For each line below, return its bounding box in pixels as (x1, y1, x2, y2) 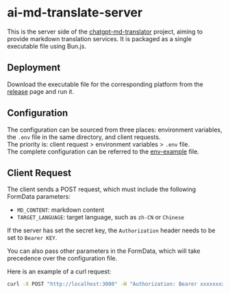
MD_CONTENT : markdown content (16, 206, 105, 214)
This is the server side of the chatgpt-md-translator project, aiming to (7, 27, 203, 36)
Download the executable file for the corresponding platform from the (7, 80, 204, 88)
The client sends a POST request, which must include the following (7, 185, 196, 193)
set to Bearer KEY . (7, 234, 57, 242)
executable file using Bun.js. (7, 42, 87, 50)
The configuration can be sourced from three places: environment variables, (7, 125, 222, 134)
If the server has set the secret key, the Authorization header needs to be (7, 226, 216, 234)
